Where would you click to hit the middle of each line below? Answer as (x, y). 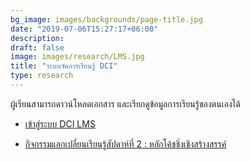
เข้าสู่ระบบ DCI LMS (60, 123)
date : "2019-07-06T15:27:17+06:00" (84, 29)
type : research (42, 76)
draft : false (37, 47)
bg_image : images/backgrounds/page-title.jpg (106, 19)
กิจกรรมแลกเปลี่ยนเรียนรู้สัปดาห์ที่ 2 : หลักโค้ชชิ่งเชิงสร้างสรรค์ (125, 143)
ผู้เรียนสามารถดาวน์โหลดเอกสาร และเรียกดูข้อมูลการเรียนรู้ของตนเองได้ (125, 103)
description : (37, 38)
